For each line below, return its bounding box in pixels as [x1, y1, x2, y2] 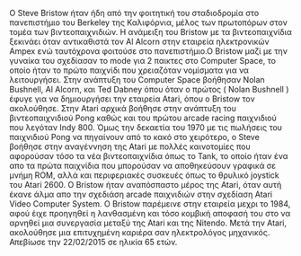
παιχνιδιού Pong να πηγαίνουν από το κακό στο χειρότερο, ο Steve [9, 132, 261, 142]
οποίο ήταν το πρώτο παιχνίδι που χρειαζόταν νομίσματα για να [9, 65, 250, 75]
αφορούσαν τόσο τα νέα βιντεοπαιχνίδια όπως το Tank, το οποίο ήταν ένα [9, 151, 289, 161]
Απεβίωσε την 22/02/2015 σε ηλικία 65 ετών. [9, 237, 178, 247]
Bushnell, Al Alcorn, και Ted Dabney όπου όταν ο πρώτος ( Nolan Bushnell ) [9, 84, 289, 94]
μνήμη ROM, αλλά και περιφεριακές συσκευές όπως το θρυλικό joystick [9, 170, 280, 181]
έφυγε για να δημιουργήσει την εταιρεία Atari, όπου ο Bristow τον [9, 93, 255, 104]
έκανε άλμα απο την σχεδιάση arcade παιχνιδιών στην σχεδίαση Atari [9, 189, 272, 199]
